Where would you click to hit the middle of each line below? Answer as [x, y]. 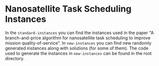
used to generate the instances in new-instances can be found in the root [78, 53]
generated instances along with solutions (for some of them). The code [77, 48]
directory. [15, 58]
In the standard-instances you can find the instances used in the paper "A [79, 33]
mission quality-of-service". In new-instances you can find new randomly [78, 43]
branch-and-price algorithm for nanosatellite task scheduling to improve [78, 38]
